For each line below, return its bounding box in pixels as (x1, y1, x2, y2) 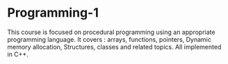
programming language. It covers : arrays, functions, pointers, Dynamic (7, 35, 212, 43)
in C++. (7, 50, 29, 58)
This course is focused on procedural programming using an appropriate (7, 28, 215, 36)
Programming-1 (7, 5, 99, 21)
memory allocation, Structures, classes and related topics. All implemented (7, 42, 222, 51)
